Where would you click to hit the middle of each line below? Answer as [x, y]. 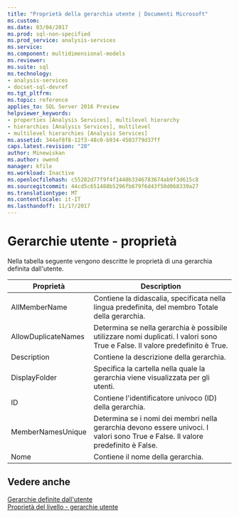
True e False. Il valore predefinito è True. [161, 345]
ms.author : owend [33, 160]
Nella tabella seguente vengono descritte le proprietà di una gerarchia [110, 261]
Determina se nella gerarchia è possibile [160, 327]
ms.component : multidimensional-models [67, 54]
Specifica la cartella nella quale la [149, 368]
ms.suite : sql [28, 67]
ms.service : [25, 47]
